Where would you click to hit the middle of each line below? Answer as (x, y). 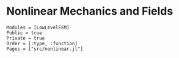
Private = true (26, 38)
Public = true (24, 33)
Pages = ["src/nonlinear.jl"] (45, 49)
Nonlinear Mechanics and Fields (90, 11)
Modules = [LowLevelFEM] (38, 27)
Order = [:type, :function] (42, 43)
